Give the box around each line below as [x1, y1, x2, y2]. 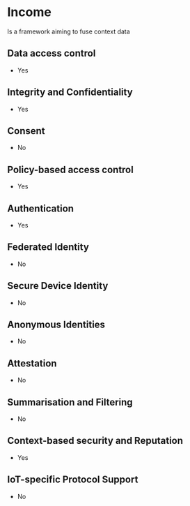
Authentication [7, 202, 74, 214]
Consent [7, 125, 45, 137]
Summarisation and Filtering [7, 396, 134, 408]
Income [7, 4, 52, 20]
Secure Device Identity [7, 280, 109, 292]
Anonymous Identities [7, 319, 106, 331]
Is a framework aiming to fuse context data [7, 27, 130, 36]
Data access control [7, 47, 96, 59]
